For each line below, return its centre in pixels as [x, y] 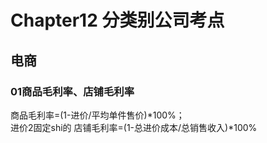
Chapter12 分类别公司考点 [117, 20]
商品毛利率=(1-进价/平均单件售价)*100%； [97, 115]
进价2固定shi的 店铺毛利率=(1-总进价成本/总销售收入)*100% [134, 127]
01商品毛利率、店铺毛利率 [72, 91]
